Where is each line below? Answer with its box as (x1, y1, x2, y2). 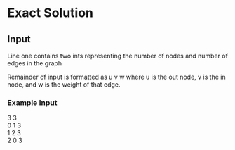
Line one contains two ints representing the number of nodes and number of (7, 51, 228, 60)
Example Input (7, 97, 58, 107)
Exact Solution (7, 5, 93, 21)
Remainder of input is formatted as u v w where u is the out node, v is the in (7, 73, 226, 81)
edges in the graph (7, 59, 62, 68)
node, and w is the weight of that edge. (7, 80, 121, 89)
